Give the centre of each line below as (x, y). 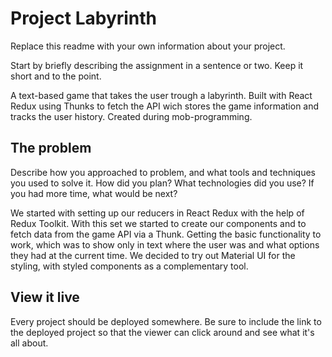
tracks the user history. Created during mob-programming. (131, 116)
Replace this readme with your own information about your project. (148, 46)
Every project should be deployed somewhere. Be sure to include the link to (166, 321)
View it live (45, 297)
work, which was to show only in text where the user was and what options (165, 244)
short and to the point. (56, 76)
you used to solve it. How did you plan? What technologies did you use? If (162, 183)
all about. (29, 343)
